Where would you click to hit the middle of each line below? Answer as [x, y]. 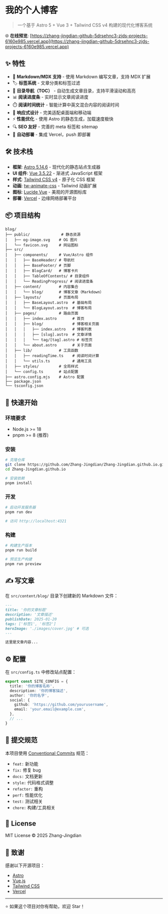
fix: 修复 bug [26, 770]
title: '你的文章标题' [26, 610]
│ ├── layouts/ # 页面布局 [42, 297]
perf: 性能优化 [27, 795]
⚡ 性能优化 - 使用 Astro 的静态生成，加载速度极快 [63, 118]
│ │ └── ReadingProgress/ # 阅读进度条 [49, 281]
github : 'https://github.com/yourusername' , [61, 705]
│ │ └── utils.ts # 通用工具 [48, 361]
